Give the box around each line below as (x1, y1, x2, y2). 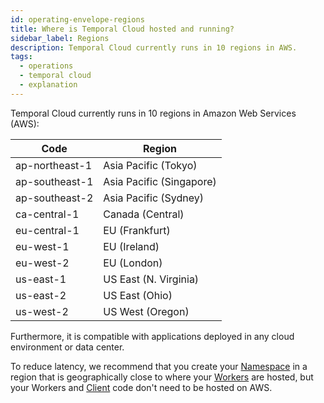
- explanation (19, 80, 78, 90)
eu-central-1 (15, 223, 80, 237)
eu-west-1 (15, 239, 70, 253)
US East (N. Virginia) (103, 272, 200, 286)
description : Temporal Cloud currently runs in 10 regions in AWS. (10, 42, 298, 53)
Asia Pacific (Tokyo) (103, 158, 198, 172)
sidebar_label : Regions (10, 33, 110, 43)
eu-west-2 (15, 256, 70, 270)
